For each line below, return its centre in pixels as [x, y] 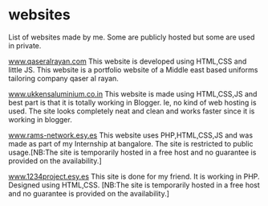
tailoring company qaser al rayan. [63, 78]
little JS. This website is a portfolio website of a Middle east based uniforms [133, 69]
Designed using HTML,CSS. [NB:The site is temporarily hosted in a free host [134, 185]
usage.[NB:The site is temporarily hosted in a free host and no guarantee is [132, 152]
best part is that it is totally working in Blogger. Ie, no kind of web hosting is [132, 102]
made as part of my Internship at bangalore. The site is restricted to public [131, 143]
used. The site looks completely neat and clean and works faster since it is [132, 111]
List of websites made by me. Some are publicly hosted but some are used [132, 37]
